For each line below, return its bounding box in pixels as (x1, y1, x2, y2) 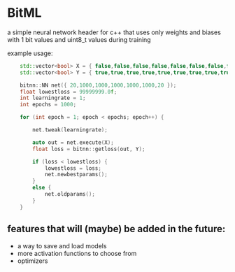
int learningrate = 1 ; (20, 94, 86, 102)
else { (32, 184, 52, 192)
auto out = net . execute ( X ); (32, 138, 114, 146)
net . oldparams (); (44, 191, 96, 198)
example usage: (7, 49, 53, 57)
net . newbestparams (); (44, 171, 108, 178)
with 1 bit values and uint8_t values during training (7, 35, 152, 43)
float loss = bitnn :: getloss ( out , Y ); (32, 145, 145, 152)
